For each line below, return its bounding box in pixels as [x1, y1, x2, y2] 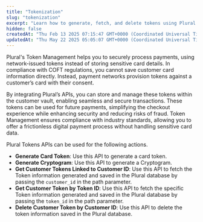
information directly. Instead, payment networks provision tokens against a [6, 73, 192, 80]
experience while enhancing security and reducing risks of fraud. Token [6, 110, 185, 117]
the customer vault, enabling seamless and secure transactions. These [6, 97, 182, 104]
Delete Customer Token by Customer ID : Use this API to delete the [14, 204, 183, 211]
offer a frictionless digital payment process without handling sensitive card [6, 123, 192, 130]
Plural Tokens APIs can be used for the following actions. [6, 141, 148, 148]
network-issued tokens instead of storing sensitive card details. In [6, 60, 170, 67]
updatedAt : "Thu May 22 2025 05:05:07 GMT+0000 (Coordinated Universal [6, 37, 190, 43]
